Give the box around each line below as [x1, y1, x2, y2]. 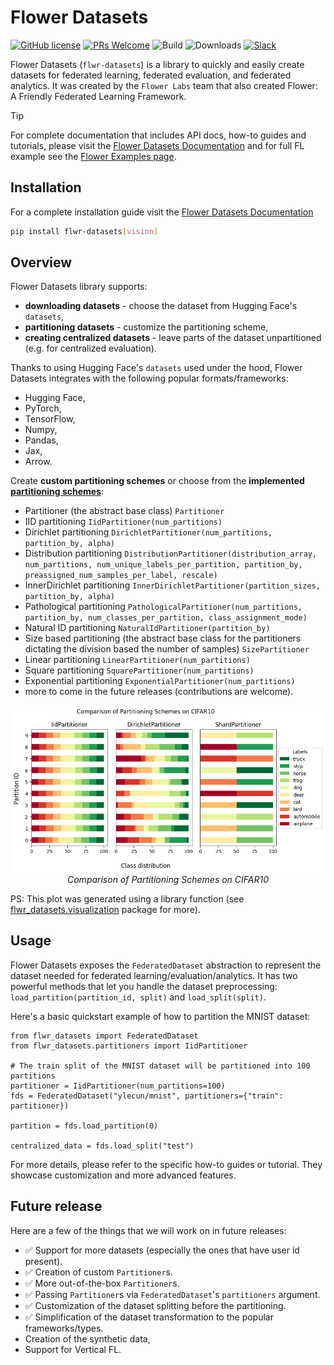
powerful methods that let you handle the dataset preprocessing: [10, 980, 278, 992]
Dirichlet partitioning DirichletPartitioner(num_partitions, [24, 526, 273, 538]
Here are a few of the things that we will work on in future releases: [10, 1224, 287, 1236]
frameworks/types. [24, 1322, 104, 1334]
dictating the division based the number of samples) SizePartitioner [24, 643, 310, 655]
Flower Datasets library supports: [10, 281, 148, 293]
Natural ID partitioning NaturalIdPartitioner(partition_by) [24, 622, 271, 634]
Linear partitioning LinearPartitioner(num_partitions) [24, 654, 251, 666]
